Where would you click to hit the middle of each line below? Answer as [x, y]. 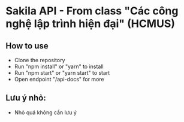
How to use [27, 46]
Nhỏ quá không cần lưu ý [46, 112]
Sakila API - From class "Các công [92, 11]
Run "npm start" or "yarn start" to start [62, 73]
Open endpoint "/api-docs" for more [59, 79]
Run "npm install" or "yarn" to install [59, 66]
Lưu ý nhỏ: [26, 98]
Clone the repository [40, 60]
